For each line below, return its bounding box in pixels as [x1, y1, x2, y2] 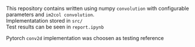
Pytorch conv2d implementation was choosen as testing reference [6, 35, 164, 41]
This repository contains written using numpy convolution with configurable [6, 5, 189, 12]
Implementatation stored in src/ [6, 17, 83, 24]
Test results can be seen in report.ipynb [6, 23, 104, 30]
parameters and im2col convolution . [6, 11, 95, 18]
